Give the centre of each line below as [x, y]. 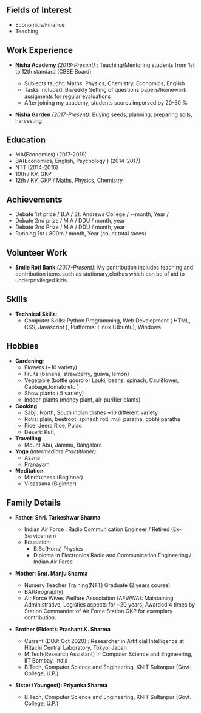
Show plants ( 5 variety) [54, 393]
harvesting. [29, 120]
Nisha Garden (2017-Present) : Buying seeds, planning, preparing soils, [104, 114]
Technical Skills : [36, 314]
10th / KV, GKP [33, 174]
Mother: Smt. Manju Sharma [51, 573]
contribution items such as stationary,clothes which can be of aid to [100, 274]
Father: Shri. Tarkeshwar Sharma [58, 517]
